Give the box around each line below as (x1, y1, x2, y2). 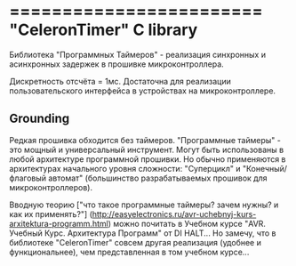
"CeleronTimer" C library (9, 20, 198, 40)
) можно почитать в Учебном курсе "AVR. (108, 218, 267, 229)
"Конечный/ (242, 163, 287, 173)
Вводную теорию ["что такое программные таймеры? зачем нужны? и (9, 199, 279, 210)
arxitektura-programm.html (9, 218, 108, 229)
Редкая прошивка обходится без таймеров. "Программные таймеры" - (9, 134, 282, 145)
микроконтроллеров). (9, 181, 93, 192)
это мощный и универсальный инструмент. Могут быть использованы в (9, 144, 284, 155)
